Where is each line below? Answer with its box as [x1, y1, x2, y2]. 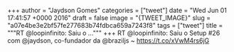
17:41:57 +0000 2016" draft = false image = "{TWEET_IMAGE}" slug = [7, 14, 211, 22]
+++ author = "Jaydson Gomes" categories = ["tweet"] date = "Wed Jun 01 [7, 6, 228, 14]
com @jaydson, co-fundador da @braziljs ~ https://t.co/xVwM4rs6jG [7, 36, 210, 45]
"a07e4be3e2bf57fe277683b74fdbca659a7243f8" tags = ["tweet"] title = [7, 21, 223, 29]
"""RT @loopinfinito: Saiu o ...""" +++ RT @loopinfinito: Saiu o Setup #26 [7, 28, 220, 37]
